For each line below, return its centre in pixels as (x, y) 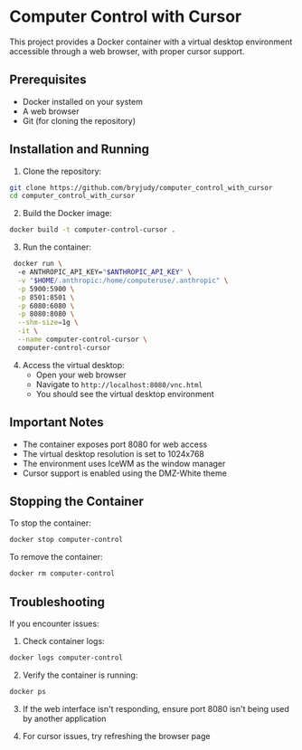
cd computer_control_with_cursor (72, 196)
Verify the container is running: (80, 675)
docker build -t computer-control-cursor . (93, 230)
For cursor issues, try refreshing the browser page (116, 736)
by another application (64, 718)
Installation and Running (80, 150)
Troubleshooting (57, 602)
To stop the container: (51, 523)
